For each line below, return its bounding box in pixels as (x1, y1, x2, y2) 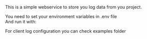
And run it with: (5, 19, 36, 24)
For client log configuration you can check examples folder (5, 28, 126, 34)
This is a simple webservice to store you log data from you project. (5, 4, 142, 10)
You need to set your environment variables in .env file (5, 14, 117, 19)
